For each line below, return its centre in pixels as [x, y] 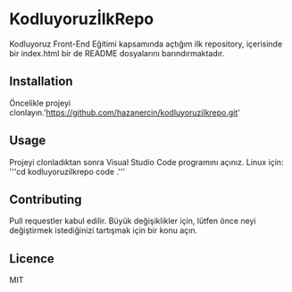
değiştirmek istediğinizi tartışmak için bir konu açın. [104, 230]
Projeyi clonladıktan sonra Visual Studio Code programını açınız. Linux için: [146, 162]
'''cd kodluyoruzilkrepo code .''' [67, 171]
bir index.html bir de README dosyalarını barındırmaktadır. [117, 53]
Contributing [46, 200]
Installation [41, 82]
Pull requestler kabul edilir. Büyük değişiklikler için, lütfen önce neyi [133, 221]
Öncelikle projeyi [40, 103]
